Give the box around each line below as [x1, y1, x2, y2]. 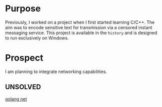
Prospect [5, 52, 44, 64]
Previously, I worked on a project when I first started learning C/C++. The [5, 19, 155, 25]
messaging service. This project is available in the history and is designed [5, 30, 158, 36]
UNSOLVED [5, 83, 41, 91]
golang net [5, 96, 27, 102]
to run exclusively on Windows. [5, 35, 69, 41]
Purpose [5, 3, 41, 14]
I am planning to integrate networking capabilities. [5, 69, 108, 74]
